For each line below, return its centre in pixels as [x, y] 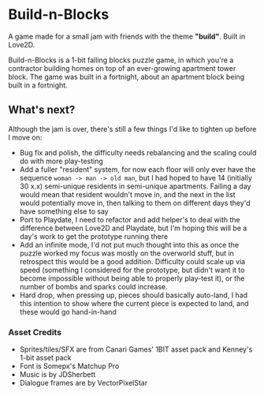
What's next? [42, 110]
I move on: [25, 137]
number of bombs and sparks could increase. [93, 286]
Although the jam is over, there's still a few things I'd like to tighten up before [132, 129]
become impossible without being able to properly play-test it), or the [132, 278]
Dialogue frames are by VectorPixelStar [84, 383]
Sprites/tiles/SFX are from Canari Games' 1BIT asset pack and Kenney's [136, 349]
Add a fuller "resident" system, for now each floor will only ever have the [138, 169]
